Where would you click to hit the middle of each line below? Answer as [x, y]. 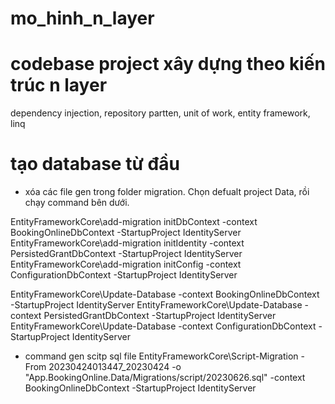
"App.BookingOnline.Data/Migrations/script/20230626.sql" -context [165, 378]
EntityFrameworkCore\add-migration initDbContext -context [134, 222]
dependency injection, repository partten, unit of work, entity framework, [160, 113]
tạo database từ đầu [95, 164]
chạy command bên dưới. [77, 203]
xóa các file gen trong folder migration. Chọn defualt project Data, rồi [167, 192]
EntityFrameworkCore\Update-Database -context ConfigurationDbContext [163, 326]
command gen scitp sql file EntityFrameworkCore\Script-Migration [161, 356]
